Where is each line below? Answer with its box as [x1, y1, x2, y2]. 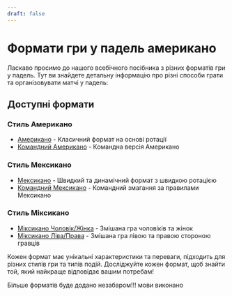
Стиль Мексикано [7, 160, 72, 170]
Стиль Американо [7, 119, 73, 129]
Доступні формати [7, 98, 95, 110]
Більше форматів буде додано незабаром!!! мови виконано [7, 281, 183, 289]
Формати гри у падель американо [7, 40, 217, 56]
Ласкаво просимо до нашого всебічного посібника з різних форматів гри [7, 64, 226, 72]
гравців [17, 239, 40, 247]
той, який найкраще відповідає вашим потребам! [7, 267, 155, 276]
